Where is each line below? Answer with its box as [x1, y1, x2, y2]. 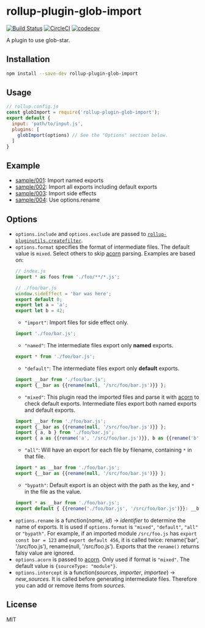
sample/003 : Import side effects [15, 190, 97, 197]
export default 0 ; [15, 296, 62, 303]
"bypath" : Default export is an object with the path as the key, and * [24, 481, 195, 488]
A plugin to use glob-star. [6, 36, 70, 44]
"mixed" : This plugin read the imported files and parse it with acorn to [24, 393, 199, 401]
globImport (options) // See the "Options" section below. [17, 132, 168, 138]
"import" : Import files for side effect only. [24, 319, 129, 326]
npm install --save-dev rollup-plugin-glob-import [6, 70, 138, 77]
